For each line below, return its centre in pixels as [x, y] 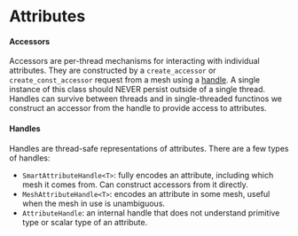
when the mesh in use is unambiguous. [94, 203]
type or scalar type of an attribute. [85, 222]
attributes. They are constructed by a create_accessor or [113, 71]
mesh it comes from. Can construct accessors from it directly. [135, 185]
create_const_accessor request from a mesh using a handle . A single [135, 80]
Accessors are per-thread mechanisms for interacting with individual [134, 61]
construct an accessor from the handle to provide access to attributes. [138, 108]
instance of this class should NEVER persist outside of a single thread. [137, 90]
